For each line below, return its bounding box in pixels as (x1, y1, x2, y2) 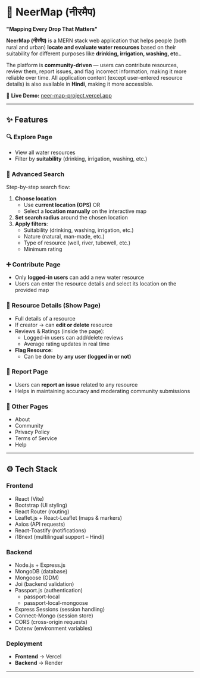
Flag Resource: (14, 346, 54, 353)
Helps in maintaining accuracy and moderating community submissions (14, 387, 190, 394)
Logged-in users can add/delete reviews (23, 334, 124, 341)
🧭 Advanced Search (6, 169, 65, 178)
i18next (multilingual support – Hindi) (14, 533, 105, 540)
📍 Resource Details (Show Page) (6, 302, 101, 310)
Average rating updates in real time (23, 340, 110, 347)
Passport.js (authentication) (14, 587, 83, 594)
